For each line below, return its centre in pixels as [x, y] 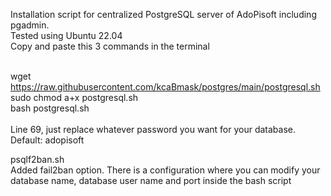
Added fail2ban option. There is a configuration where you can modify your [165, 170]
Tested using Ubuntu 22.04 [66, 35]
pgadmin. [30, 25]
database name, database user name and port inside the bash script [151, 180]
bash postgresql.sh [50, 108]
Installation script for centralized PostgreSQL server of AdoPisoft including [163, 14]
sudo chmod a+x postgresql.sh [74, 97]
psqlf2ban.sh [37, 159]
